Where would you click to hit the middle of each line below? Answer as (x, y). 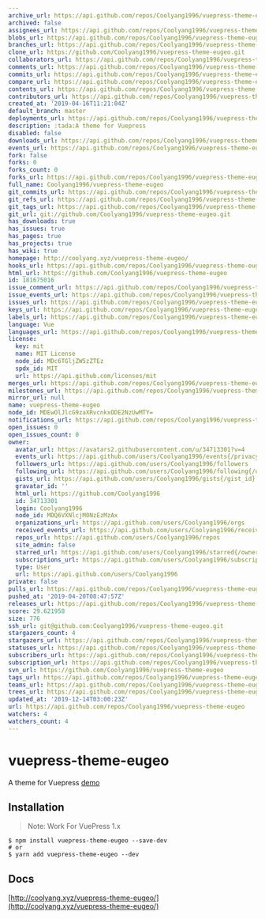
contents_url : (32, 89)
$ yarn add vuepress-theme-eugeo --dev (74, 855)
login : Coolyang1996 (49, 508)
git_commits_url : (37, 192)
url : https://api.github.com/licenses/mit (86, 376)
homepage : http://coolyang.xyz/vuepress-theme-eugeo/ (99, 258)
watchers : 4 (28, 714)
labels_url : (28, 317)
